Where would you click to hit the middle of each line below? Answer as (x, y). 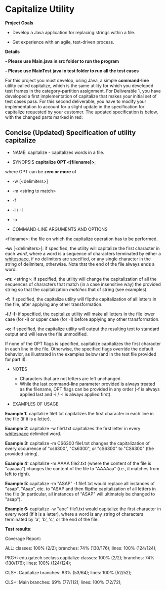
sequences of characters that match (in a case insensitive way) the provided (83, 284)
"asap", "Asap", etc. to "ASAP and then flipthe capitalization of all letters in (81, 489)
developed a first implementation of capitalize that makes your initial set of (81, 96)
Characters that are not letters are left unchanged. (71, 378)
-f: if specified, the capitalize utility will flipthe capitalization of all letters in (81, 299)
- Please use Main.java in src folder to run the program (62, 61)
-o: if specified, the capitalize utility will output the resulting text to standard (82, 329)
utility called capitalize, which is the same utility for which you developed (79, 86)
